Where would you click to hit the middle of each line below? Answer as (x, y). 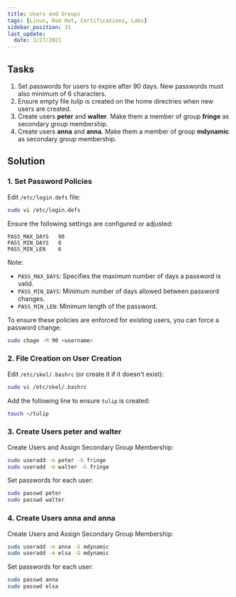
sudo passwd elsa (33, 586)
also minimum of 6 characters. (62, 94)
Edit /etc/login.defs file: (44, 197)
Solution (26, 161)
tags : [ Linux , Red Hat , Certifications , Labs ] (77, 21)
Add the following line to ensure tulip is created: (79, 400)
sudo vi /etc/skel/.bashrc (47, 387)
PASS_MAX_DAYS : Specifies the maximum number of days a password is (119, 276)
